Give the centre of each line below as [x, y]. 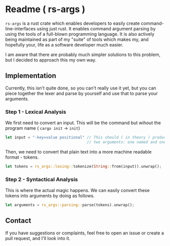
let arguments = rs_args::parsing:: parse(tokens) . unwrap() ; [70, 205]
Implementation [31, 76]
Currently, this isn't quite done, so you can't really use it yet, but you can [81, 88]
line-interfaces [20, 28]
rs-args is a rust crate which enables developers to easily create [73, 23]
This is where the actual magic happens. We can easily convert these [78, 190]
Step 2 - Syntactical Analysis [42, 179]
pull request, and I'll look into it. [38, 238]
